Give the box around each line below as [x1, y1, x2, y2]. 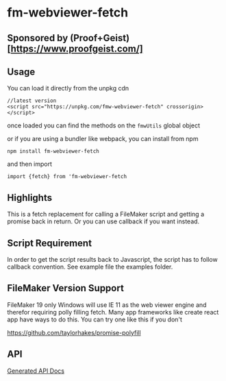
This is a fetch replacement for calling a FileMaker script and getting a [7, 210, 205, 219]
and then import [7, 160, 53, 169]
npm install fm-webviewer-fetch [7, 148, 99, 155]
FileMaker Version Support [7, 282, 125, 294]
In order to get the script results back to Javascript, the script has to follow [7, 256, 218, 264]
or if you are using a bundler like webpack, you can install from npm [7, 135, 199, 143]
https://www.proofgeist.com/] [10, 42, 144, 54]
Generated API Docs [7, 367, 65, 375]
